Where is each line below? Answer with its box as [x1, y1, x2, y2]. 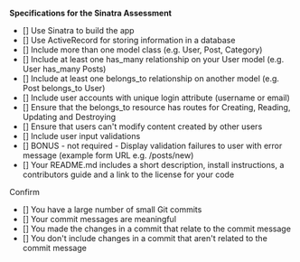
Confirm [9, 187, 41, 197]
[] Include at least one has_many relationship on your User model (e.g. [22, 54, 285, 64]
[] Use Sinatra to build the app [22, 25, 135, 35]
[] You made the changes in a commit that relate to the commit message [22, 223, 292, 234]
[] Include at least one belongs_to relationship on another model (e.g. [22, 73, 280, 84]
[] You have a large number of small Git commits [22, 204, 202, 215]
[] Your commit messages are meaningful [22, 214, 177, 224]
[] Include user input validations [22, 131, 141, 141]
